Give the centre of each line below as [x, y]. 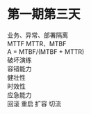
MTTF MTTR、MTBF [37, 43]
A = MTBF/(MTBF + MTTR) [46, 51]
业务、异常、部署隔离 [38, 35]
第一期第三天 [44, 14]
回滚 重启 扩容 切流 [34, 104]
